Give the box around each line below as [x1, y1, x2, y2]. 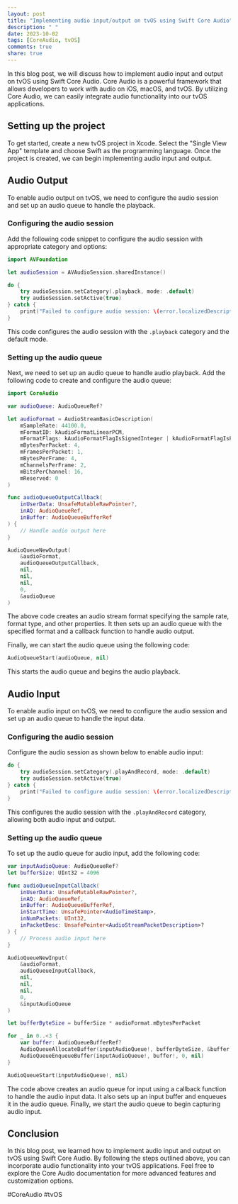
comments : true [7, 43, 52, 50]
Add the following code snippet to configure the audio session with [7, 235, 203, 243]
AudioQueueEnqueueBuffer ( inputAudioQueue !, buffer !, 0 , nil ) [20, 1052, 204, 1059]
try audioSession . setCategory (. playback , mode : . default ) [20, 288, 195, 295]
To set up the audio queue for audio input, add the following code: [7, 849, 200, 857]
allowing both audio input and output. [7, 815, 117, 823]
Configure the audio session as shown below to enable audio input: [7, 748, 204, 757]
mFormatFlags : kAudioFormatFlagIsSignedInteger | [20, 435, 170, 442]
